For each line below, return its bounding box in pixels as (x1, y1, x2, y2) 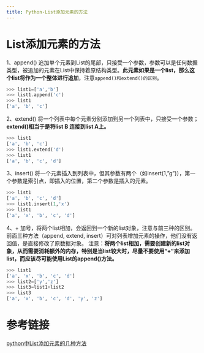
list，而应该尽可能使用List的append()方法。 (6, 255, 118, 262)
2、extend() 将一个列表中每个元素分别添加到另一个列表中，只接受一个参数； (6, 115, 199, 123)
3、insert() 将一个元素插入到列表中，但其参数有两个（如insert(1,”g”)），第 (6, 170, 191, 177)
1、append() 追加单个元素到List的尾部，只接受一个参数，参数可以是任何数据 (6, 59, 198, 66)
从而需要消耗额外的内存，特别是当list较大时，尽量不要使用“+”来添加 (17, 247, 191, 254)
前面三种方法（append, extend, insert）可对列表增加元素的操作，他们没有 (6, 232, 192, 239)
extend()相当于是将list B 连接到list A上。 (6, 123, 110, 131)
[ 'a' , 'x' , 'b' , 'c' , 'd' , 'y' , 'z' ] (6, 295, 103, 302)
